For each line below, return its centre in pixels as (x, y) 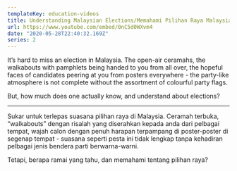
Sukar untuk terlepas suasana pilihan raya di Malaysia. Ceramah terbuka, (113, 116)
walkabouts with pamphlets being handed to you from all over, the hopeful (115, 68)
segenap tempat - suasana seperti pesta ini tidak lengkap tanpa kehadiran (115, 139)
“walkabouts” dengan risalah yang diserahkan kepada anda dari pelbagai (114, 124)
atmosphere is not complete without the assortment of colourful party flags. (117, 82)
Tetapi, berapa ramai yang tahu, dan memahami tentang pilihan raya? (108, 160)
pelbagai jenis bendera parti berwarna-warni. (73, 146)
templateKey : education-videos (53, 14)
